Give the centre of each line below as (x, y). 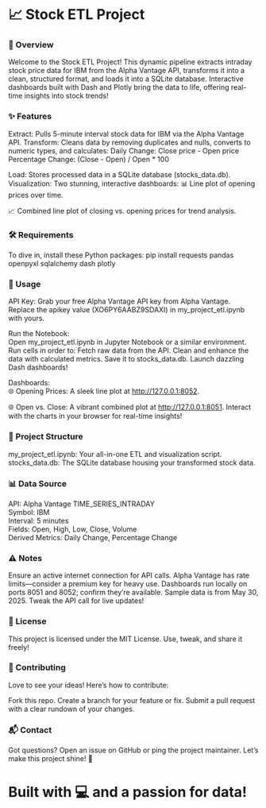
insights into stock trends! (66, 96)
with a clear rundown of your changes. (71, 709)
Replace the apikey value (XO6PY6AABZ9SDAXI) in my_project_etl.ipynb (127, 310)
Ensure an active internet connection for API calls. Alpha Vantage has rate (129, 575)
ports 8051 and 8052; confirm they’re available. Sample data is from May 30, (133, 593)
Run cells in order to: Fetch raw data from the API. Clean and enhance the (129, 350)
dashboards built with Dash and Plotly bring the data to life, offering (119, 87)
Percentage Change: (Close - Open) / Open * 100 (89, 159)
